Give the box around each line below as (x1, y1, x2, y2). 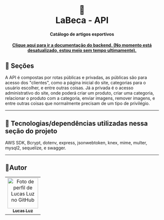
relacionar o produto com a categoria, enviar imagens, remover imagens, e (5, 95, 155, 101)
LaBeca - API (55, 15, 109, 26)
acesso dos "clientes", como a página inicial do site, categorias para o (5, 80, 146, 86)
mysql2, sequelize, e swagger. (5, 145, 66, 151)
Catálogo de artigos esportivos (49, 31, 115, 37)
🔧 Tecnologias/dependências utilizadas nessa (5, 119, 148, 127)
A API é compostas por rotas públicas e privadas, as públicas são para (5, 75, 147, 80)
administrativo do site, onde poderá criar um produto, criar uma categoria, (5, 90, 154, 96)
